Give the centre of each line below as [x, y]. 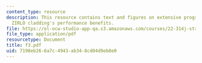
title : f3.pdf [24, 46]
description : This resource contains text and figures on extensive [94, 17]
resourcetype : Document [36, 40]
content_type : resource [36, 12]
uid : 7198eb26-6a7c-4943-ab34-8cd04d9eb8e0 [62, 51]
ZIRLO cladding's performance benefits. [63, 23]
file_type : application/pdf [41, 34]
